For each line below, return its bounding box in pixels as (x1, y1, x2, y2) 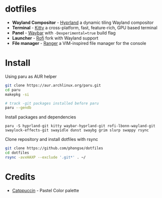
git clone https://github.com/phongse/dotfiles (5, 146, 104, 151)
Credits (5, 172, 36, 182)
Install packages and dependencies (5, 114, 76, 120)
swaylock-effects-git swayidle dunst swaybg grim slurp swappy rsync (5, 128, 149, 133)
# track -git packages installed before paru (5, 101, 99, 106)
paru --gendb (5, 105, 32, 110)
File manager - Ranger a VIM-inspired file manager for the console (12, 40, 146, 46)
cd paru (5, 87, 21, 92)
